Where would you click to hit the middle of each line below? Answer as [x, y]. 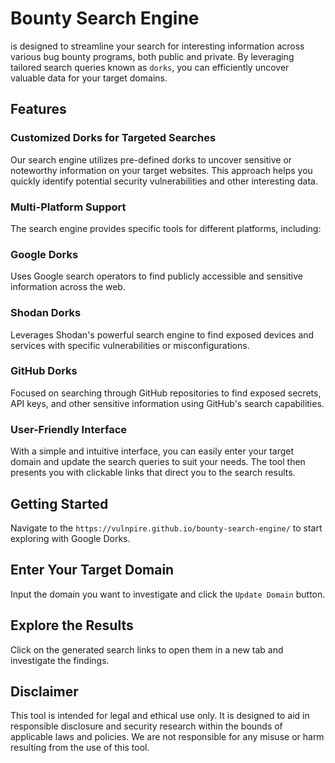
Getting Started [59, 503]
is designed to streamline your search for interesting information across [157, 46]
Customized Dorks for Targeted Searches [113, 138]
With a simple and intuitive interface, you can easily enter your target [152, 451]
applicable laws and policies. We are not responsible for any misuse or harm [167, 737]
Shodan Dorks [46, 313]
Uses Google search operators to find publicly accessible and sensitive [156, 276]
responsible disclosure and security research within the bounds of [146, 726]
